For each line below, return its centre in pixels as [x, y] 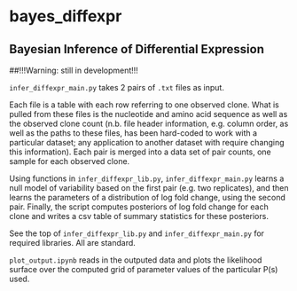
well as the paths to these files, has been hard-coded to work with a [133, 133]
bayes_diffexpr [66, 16]
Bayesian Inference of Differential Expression [137, 49]
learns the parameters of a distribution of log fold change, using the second [148, 197]
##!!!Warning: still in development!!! [74, 70]
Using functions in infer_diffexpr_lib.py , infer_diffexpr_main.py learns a [147, 178]
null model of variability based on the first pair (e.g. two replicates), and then [149, 188]
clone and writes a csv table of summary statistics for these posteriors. [139, 216]
